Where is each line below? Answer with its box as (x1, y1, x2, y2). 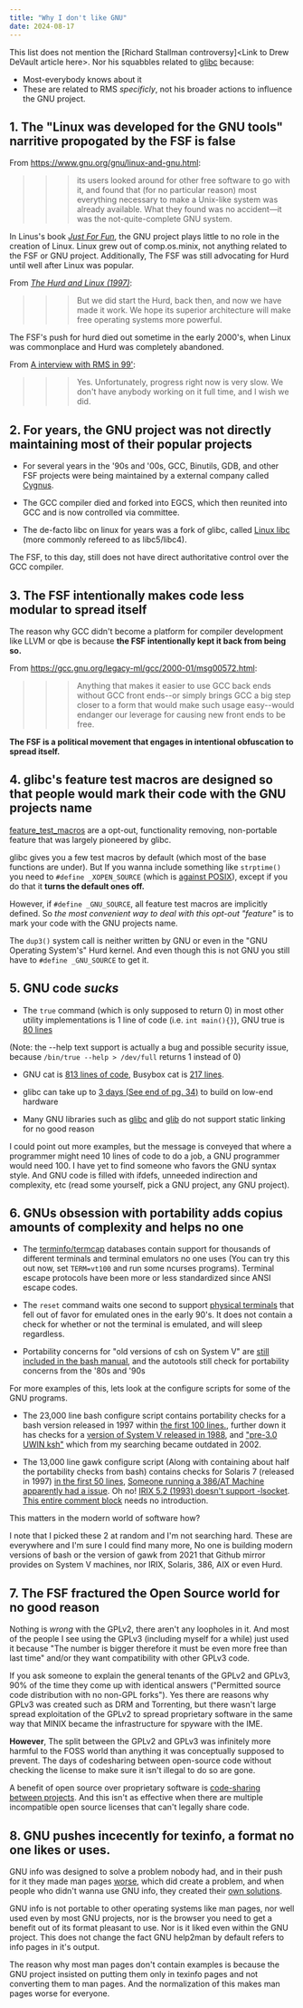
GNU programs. (9, 1392, 68, 1403)
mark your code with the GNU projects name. (9, 917, 178, 928)
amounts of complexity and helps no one (9, 1219, 244, 1235)
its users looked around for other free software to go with (76, 175, 291, 186)
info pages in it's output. (9, 1942, 100, 1952)
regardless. (22, 1329, 65, 1340)
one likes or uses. (9, 1842, 111, 1858)
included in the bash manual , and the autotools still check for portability (22, 1356, 289, 1367)
